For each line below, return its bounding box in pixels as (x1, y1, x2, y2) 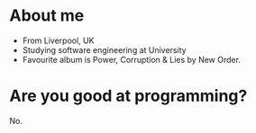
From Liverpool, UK (22, 35, 95, 46)
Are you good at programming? (9, 86, 248, 106)
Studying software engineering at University (22, 44, 187, 55)
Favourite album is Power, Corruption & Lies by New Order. (22, 54, 242, 65)
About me (9, 5, 85, 26)
